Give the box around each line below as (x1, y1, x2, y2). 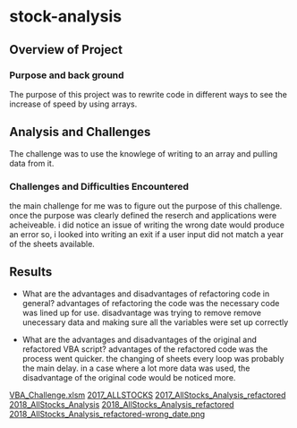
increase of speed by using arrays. (9, 98, 138, 109)
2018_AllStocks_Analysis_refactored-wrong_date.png (9, 408, 206, 419)
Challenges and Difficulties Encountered (9, 180, 190, 193)
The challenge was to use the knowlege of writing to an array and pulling (9, 148, 278, 158)
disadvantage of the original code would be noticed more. (21, 372, 236, 382)
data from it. (9, 158, 55, 168)
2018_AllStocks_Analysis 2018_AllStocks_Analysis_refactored (9, 398, 234, 409)
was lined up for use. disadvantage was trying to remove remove (21, 307, 262, 318)
